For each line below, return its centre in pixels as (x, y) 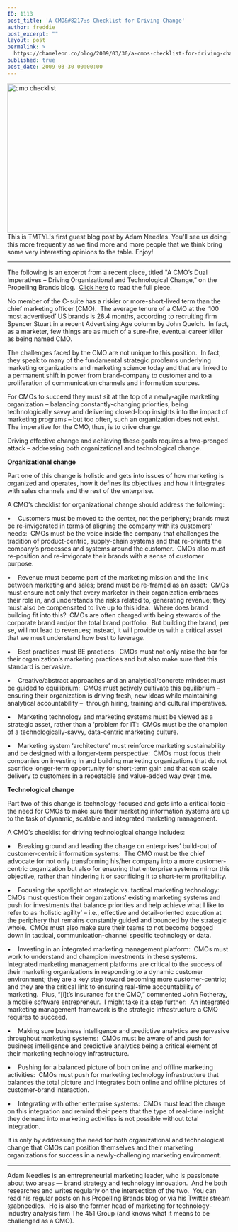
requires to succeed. (38, 1017)
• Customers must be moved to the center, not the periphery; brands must (118, 518)
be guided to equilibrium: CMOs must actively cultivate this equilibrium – (114, 688)
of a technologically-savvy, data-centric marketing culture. (93, 732)
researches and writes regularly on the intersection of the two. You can (112, 1190)
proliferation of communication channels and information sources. (104, 383)
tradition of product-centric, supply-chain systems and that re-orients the (114, 541)
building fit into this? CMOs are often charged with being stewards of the (114, 615)
